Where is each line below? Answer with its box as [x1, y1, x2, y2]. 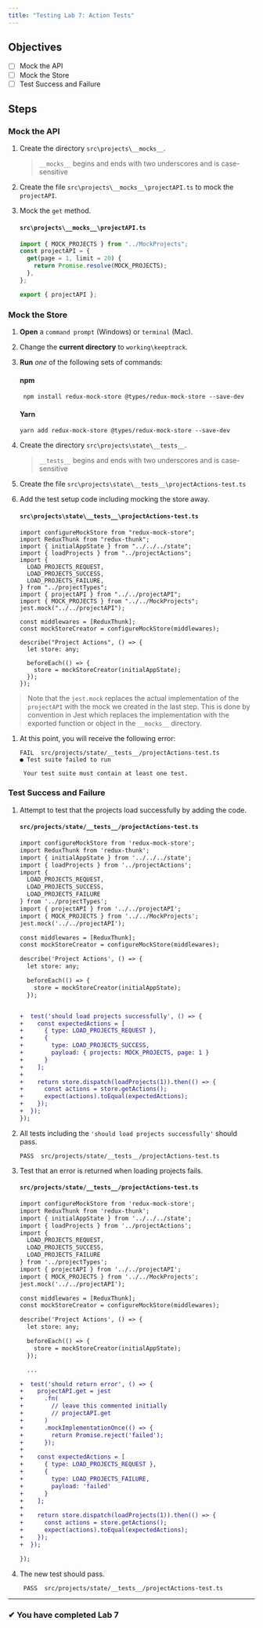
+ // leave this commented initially [19, 1402, 168, 1410]
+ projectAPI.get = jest [19, 1387, 111, 1396]
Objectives [8, 41, 63, 54]
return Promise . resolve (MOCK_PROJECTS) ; [34, 262, 168, 270]
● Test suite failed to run [19, 755, 111, 764]
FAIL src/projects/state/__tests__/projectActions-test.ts [19, 749, 220, 757]
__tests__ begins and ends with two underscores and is [38, 456, 220, 465]
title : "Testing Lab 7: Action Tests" [8, 11, 135, 20]
